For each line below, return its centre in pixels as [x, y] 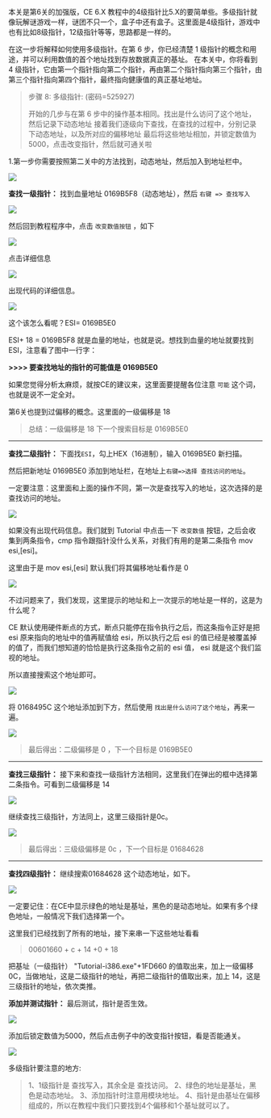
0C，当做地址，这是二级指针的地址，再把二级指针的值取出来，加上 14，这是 [134, 976]
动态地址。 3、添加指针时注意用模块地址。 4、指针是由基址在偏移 [151, 1095]
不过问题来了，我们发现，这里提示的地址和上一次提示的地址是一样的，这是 [132, 600]
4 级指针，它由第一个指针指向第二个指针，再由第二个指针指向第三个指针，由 [135, 69]
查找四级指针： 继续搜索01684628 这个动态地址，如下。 [102, 874]
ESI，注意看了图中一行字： [53, 350]
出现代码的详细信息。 [44, 290]
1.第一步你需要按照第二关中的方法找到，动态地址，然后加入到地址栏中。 [127, 161]
